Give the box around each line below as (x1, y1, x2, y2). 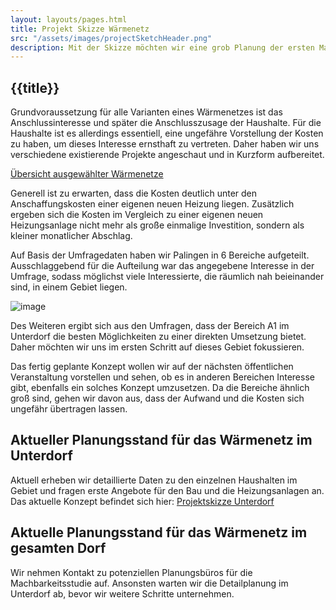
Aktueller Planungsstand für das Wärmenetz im (10, 432, 313, 449)
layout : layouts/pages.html (10, 14, 128, 25)
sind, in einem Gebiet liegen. (10, 281, 128, 293)
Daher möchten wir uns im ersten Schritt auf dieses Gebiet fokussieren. (10, 341, 305, 353)
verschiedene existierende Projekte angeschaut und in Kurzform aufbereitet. (10, 149, 325, 161)
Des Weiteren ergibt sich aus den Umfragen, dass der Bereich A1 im (10, 320, 290, 332)
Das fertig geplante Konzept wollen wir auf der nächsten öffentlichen (10, 361, 294, 373)
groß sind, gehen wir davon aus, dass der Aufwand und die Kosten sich (10, 392, 305, 405)
